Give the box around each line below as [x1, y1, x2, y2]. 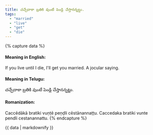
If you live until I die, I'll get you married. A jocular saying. [5, 65, 119, 71]
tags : [5, 12, 16, 17]
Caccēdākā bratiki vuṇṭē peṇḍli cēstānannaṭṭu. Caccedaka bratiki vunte [5, 110, 148, 116]
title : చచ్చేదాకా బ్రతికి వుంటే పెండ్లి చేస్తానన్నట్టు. [5, 7, 85, 12]
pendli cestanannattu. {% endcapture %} [5, 115, 87, 121]
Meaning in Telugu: [5, 76, 45, 82]
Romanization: [5, 99, 35, 105]
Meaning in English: [5, 54, 46, 60]
